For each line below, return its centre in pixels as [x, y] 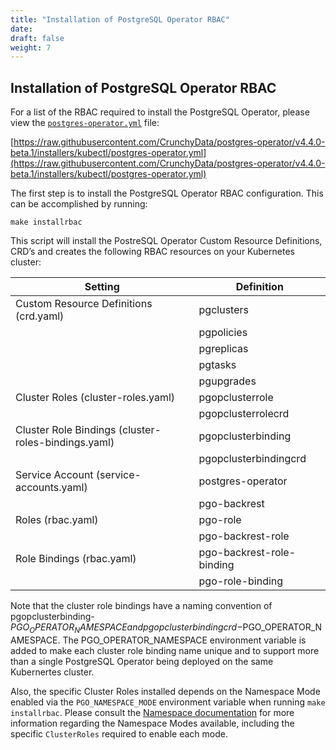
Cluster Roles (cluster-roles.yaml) [95, 398]
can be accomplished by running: [79, 204]
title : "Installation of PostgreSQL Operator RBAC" [120, 19]
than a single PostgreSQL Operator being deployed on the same [142, 661]
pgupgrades [227, 381]
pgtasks [217, 365]
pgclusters [223, 310]
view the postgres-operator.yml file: [85, 123]
